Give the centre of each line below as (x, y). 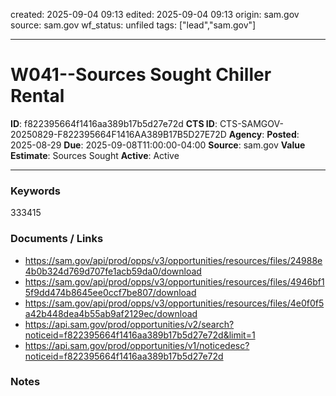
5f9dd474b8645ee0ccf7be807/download (110, 292)
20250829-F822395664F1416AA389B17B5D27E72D (118, 134)
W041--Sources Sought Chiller (141, 75)
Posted (281, 134)
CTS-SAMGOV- (251, 123)
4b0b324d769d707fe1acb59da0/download (113, 271)
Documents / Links (57, 239)
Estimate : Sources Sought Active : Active (95, 155)
